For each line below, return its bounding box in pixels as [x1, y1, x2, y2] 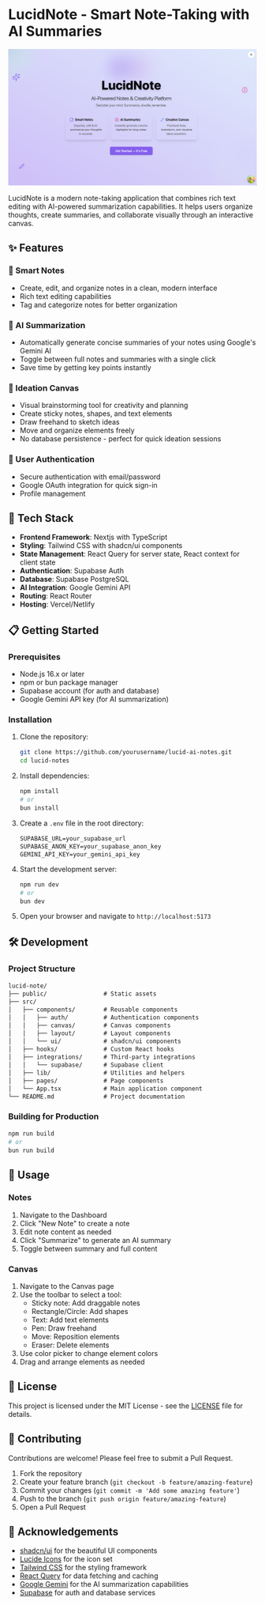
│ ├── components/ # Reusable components [8, 1006, 178, 1014]
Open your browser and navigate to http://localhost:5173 [19, 912, 211, 921]
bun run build [8, 1146, 55, 1155]
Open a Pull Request [19, 1502, 87, 1512]
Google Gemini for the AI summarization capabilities [19, 1580, 189, 1589]
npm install [19, 787, 59, 795]
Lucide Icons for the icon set [19, 1554, 113, 1564]
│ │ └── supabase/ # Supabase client [8, 1061, 164, 1069]
